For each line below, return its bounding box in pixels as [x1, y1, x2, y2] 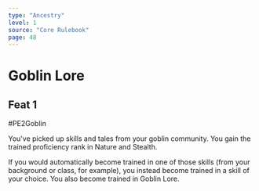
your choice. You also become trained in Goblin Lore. [8, 174, 180, 184]
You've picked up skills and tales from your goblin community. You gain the [8, 134, 251, 143]
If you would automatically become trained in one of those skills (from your [8, 157, 250, 167]
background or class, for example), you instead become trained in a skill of [8, 166, 250, 175]
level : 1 [8, 19, 37, 27]
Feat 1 [8, 98, 38, 111]
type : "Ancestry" [8, 11, 65, 20]
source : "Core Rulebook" [8, 26, 89, 34]
